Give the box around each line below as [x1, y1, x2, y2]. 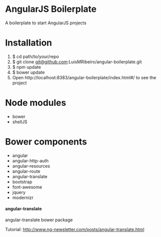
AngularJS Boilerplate [5, 3, 97, 15]
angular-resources [12, 163, 50, 169]
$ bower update [12, 69, 45, 75]
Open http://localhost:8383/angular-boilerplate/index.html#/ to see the [12, 74, 157, 80]
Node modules [5, 97, 67, 108]
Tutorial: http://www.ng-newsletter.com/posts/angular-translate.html [5, 226, 145, 232]
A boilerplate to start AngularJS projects [5, 20, 86, 26]
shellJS [12, 119, 28, 125]
